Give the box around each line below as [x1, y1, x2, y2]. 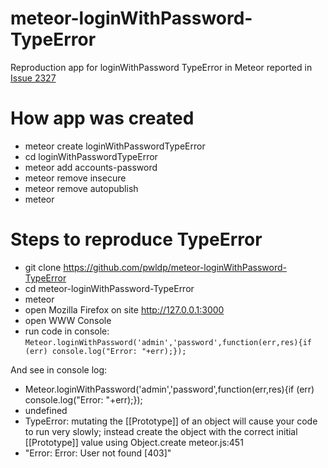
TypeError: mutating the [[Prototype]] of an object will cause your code [24, 415, 318, 427]
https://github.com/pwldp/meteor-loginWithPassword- [63, 261, 287, 273]
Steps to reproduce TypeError [10, 228, 263, 251]
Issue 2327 [10, 72, 57, 84]
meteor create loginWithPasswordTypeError [24, 140, 206, 152]
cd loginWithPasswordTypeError [24, 150, 158, 162]
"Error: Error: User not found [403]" [24, 447, 172, 459]
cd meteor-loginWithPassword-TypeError [24, 282, 195, 294]
